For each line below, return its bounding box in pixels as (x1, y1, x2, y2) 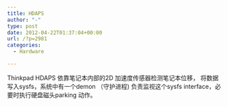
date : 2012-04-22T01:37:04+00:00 (7, 29, 103, 36)
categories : (7, 42, 41, 49)
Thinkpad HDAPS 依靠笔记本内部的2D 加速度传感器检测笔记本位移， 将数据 (7, 73, 219, 82)
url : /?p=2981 (7, 36, 48, 42)
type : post (7, 23, 38, 29)
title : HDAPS (7, 10, 45, 17)
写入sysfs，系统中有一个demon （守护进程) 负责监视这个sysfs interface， (7, 82, 216, 90)
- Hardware (13, 49, 45, 55)
